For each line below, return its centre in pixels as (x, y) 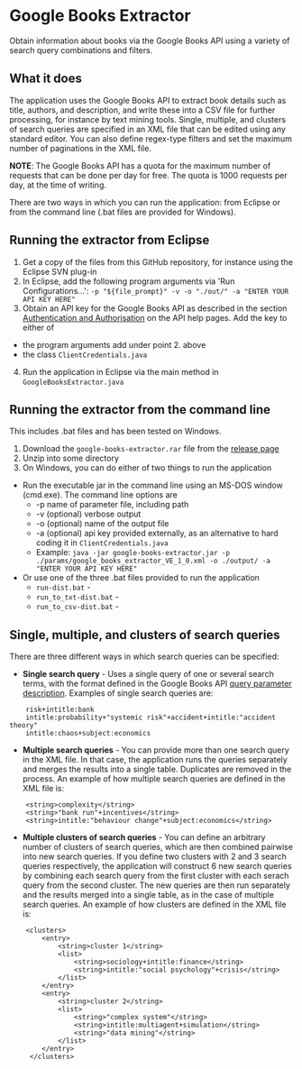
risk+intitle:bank (60, 710)
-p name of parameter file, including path (112, 505)
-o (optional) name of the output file (102, 524)
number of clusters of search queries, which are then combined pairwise (157, 847)
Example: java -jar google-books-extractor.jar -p (133, 553)
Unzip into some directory (71, 458)
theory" (24, 726)
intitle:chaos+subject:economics (88, 734)
